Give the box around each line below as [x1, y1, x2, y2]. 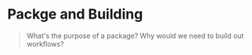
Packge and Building [7, 5, 143, 23]
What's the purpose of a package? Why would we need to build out [26, 31, 244, 40]
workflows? [26, 39, 64, 48]
